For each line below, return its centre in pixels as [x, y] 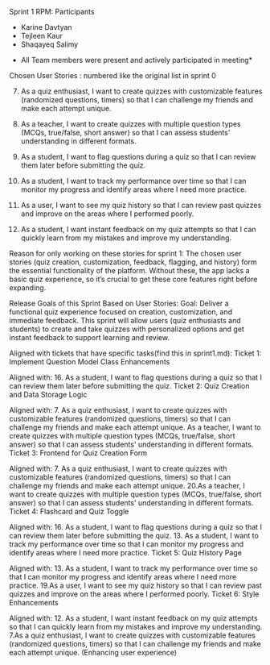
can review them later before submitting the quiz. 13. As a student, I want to [134, 536]
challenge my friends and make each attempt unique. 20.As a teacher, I [127, 486]
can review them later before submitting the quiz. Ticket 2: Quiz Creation [129, 386]
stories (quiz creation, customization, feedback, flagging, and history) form [133, 262]
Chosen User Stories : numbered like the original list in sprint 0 [112, 75]
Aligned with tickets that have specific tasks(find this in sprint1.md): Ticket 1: [135, 353]
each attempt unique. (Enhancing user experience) [93, 653]
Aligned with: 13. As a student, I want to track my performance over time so [133, 568]
